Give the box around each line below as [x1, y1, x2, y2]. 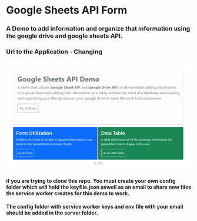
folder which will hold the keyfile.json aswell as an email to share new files [6, 183, 192, 190]
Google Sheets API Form [6, 4, 128, 17]
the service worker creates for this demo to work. [6, 189, 130, 197]
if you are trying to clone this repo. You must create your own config [6, 177, 176, 184]
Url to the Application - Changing [6, 48, 103, 56]
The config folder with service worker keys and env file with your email [6, 203, 183, 210]
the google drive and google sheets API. [6, 32, 123, 40]
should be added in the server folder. [6, 209, 98, 216]
